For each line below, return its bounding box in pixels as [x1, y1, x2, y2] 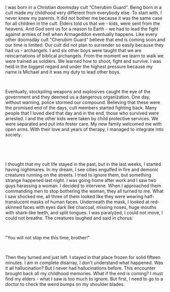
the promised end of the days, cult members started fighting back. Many [5, 105, 157, 111]
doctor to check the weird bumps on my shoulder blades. [5, 281, 125, 287]
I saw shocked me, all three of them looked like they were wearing [5, 194, 144, 199]
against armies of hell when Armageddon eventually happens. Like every [5, 31, 158, 37]
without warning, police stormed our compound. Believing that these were [5, 99, 160, 105]
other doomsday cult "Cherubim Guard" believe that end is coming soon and [5, 36, 165, 43]
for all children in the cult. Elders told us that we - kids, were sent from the [5, 20, 160, 26]
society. [5, 132, 22, 137]
